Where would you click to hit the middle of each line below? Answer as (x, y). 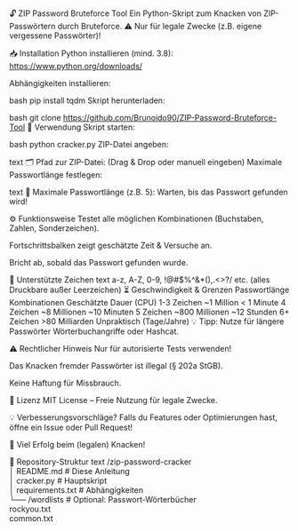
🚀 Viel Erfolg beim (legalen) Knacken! (77, 444)
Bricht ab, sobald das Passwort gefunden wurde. (99, 262)
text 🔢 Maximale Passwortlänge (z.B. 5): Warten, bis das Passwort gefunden (149, 192)
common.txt (31, 518)
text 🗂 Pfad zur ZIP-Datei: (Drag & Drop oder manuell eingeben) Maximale (146, 162)
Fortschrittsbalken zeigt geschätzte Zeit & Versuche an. (111, 245)
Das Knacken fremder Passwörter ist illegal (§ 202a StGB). (117, 366)
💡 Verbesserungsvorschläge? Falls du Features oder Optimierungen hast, (144, 417)
